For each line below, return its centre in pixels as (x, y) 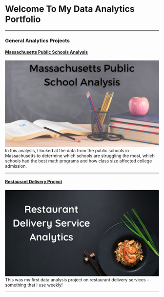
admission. (16, 166)
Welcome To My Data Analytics (70, 9)
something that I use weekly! (34, 285)
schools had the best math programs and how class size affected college (79, 161)
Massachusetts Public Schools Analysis (47, 52)
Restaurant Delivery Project (34, 182)
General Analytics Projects (37, 40)
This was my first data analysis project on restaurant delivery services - (77, 280)
